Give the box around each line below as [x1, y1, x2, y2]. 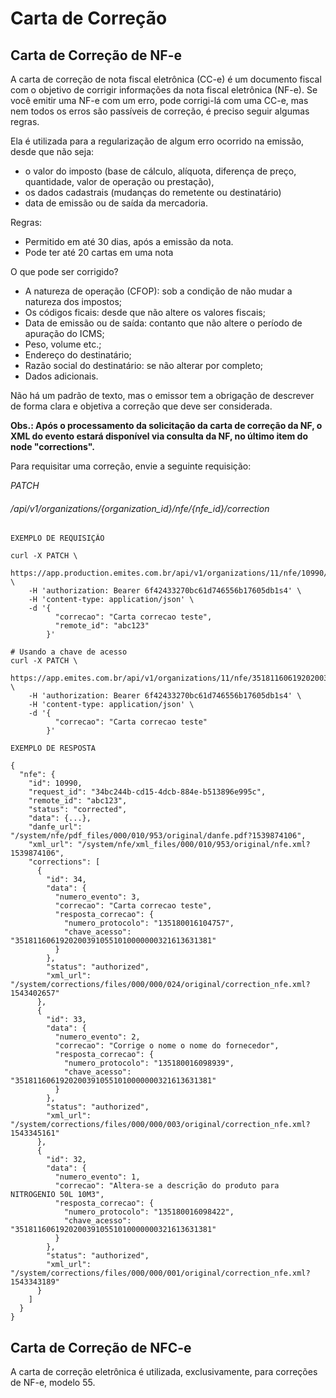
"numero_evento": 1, [54, 1172, 141, 1182]
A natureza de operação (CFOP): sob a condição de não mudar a [24, 285, 293, 297]
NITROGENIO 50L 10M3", [10, 1190, 105, 1200]
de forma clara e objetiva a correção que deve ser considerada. [10, 400, 273, 412]
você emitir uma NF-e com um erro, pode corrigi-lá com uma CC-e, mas [10, 95, 309, 106]
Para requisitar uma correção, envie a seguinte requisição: [10, 460, 252, 472]
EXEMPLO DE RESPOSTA [10, 743, 97, 754]
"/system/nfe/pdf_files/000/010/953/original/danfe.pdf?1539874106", [10, 831, 307, 841]
